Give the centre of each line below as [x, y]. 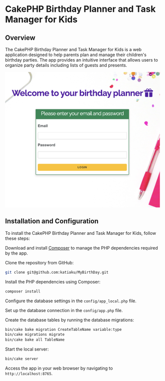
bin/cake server [22, 359]
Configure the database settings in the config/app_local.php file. [71, 301]
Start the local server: [27, 349]
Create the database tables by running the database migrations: [69, 320]
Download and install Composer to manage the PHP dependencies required [82, 248]
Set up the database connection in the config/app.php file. [64, 310]
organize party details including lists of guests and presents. [66, 65]
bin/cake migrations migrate [35, 335]
